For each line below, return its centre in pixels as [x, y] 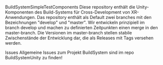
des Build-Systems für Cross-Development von [82, 12]
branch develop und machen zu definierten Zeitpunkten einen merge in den [81, 28]
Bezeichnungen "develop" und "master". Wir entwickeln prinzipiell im [75, 22]
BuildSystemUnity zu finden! [34, 57]
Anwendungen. [20, 17]
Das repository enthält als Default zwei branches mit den [94, 17]
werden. [14, 43]
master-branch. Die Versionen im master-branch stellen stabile [68, 33]
